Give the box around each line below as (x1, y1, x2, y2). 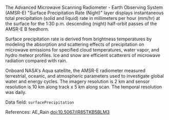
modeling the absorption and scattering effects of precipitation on (5, 41, 144, 47)
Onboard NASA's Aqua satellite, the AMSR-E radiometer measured (5, 67, 146, 74)
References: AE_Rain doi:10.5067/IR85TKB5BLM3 (5, 109, 110, 115)
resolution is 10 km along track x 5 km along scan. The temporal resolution (5, 84, 162, 90)
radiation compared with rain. (5, 58, 68, 63)
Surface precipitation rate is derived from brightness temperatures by (5, 36, 152, 42)
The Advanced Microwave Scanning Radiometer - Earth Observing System (5, 5, 163, 10)
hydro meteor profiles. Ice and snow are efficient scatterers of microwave (5, 52, 160, 58)
